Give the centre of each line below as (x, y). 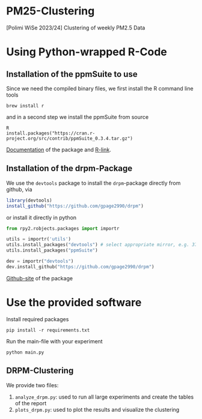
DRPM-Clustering (40, 371)
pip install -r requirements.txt (48, 330)
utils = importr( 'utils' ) (38, 239)
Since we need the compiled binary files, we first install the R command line (100, 88)
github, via (19, 189)
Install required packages (38, 319)
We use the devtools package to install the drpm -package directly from (93, 183)
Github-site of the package (40, 278)
